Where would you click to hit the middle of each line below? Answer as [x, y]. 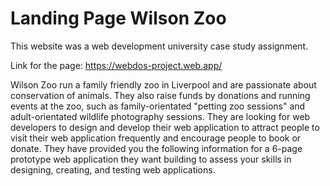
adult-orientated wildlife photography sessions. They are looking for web [160, 116]
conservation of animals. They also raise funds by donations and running [160, 95]
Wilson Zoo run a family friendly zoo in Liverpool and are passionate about [163, 84]
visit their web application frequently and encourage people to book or [156, 138]
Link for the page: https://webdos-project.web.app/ [116, 65]
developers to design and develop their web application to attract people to [165, 127]
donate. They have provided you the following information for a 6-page [156, 148]
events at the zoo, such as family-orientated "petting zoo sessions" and [158, 106]
